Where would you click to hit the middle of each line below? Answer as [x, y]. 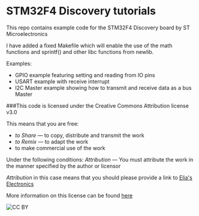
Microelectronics [27, 34]
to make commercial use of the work [60, 148]
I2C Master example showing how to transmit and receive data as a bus [103, 87]
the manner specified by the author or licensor [64, 166]
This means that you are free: [43, 123]
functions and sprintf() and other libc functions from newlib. [80, 51]
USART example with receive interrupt [62, 81]
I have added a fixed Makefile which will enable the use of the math [89, 45]
